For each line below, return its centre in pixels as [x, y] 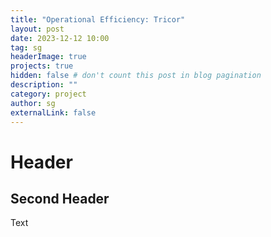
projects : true [42, 66]
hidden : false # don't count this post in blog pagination [136, 76]
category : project [48, 94]
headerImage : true [48, 57]
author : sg [33, 103]
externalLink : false [53, 112]
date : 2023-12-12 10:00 [60, 38]
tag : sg [26, 47]
